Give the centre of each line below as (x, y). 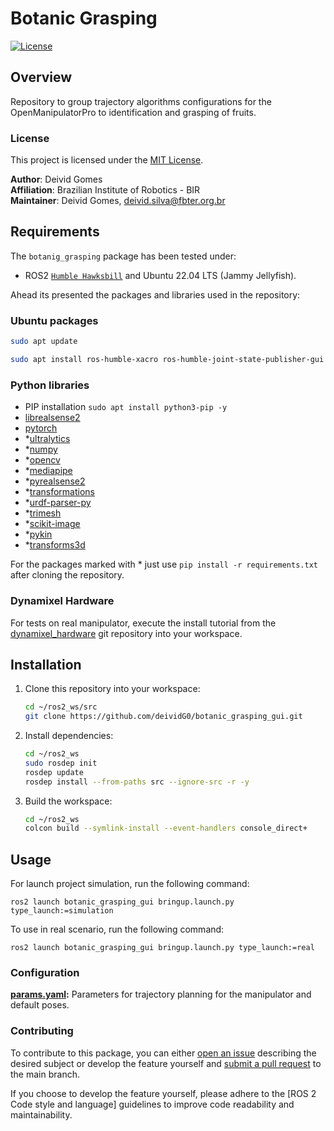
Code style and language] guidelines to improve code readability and (152, 1104)
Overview (41, 77)
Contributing (42, 1031)
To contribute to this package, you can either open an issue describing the (163, 1053)
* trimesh (43, 513)
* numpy (41, 449)
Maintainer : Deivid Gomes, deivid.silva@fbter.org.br (118, 201)
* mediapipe (48, 471)
